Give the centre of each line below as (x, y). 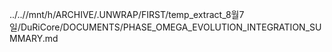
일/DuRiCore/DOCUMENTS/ (66, 27)
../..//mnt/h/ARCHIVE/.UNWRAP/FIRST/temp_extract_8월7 (127, 14)
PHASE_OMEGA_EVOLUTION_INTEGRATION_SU (222, 27)
